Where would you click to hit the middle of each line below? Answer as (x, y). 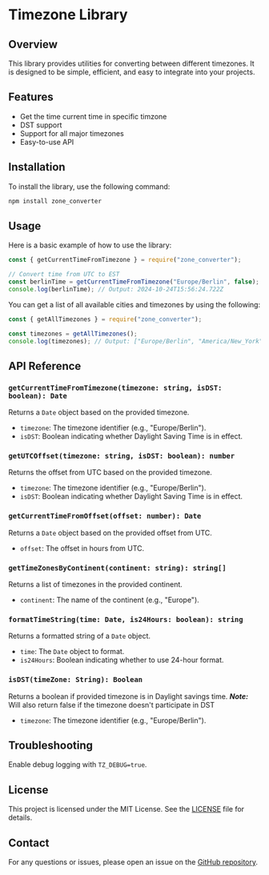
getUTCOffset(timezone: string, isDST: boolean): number (122, 456)
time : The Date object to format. (72, 652)
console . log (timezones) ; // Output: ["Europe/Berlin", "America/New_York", (137, 341)
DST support (41, 125)
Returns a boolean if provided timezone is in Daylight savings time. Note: (128, 696)
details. (20, 817)
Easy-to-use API (47, 142)
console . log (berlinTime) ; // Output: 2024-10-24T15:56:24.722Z (116, 289)
